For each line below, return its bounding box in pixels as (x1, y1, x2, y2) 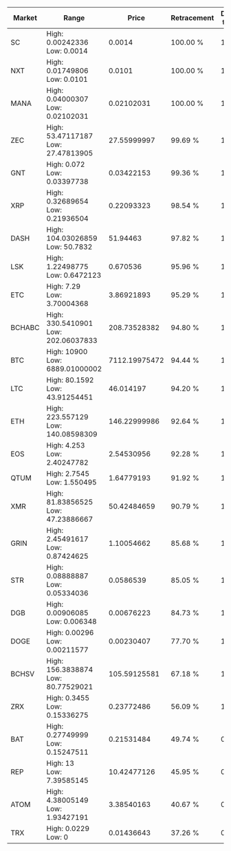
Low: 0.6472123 (46, 271, 102, 280)
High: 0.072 (46, 159, 85, 169)
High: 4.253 (46, 441, 85, 450)
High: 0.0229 (46, 824, 90, 833)
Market (12, 13, 38, 23)
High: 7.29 (46, 282, 81, 291)
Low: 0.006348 (46, 617, 98, 626)
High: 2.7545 (46, 469, 90, 478)
